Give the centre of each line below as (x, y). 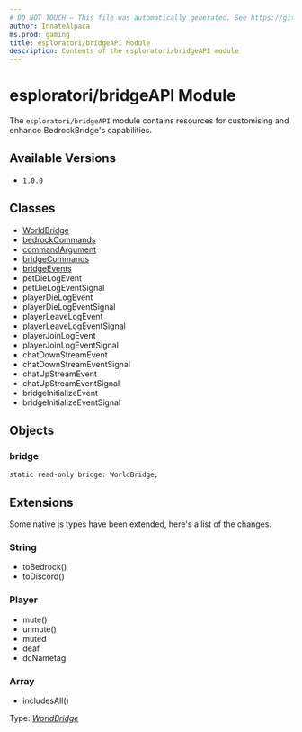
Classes (32, 208)
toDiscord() (43, 576)
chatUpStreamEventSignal (71, 383)
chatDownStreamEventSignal (76, 364)
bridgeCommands (56, 258)
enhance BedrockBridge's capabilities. (81, 131)
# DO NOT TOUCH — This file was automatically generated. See (128, 18)
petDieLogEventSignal (63, 287)
